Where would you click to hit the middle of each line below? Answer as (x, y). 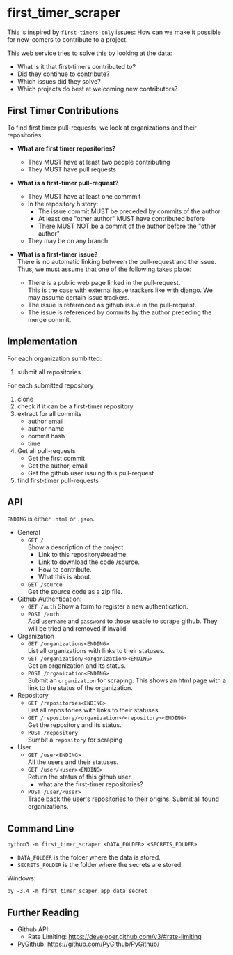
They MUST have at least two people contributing (99, 162)
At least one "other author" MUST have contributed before (122, 218)
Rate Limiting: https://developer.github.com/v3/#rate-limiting (114, 937)
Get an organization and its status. (77, 666)
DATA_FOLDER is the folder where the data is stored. (89, 857)
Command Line (41, 828)
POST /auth (43, 615)
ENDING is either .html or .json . (51, 519)
